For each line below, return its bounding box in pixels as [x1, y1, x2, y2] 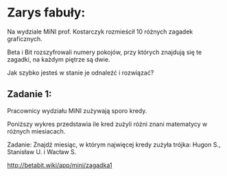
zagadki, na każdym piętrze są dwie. [7, 55, 110, 63]
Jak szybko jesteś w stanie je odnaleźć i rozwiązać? [7, 68, 154, 77]
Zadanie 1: [7, 88, 52, 100]
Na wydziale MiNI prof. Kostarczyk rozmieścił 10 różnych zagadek [7, 27, 193, 36]
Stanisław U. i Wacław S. [7, 147, 77, 155]
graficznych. [7, 34, 43, 42]
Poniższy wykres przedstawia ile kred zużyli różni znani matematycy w [7, 120, 208, 128]
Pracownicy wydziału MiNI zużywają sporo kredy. [7, 106, 147, 114]
